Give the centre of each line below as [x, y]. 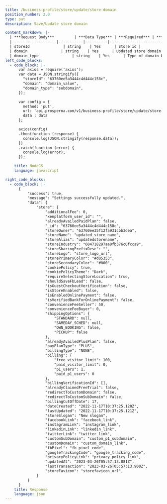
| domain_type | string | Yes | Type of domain [84, 56]
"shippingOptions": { [68, 314]
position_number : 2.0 [28, 14]
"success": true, [45, 194]
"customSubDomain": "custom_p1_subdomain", [91, 438]
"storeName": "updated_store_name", [83, 235]
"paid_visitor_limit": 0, [81, 364]
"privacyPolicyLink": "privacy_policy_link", [93, 457]
